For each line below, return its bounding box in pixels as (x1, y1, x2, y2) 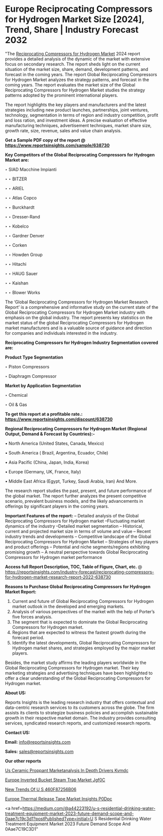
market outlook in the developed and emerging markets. (12, 603, 125, 609)
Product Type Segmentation (5, 354, 63, 360)
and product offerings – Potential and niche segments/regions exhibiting (5, 544, 150, 550)
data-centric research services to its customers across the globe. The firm (5, 705, 155, 710)
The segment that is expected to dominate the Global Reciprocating (12, 619, 148, 625)
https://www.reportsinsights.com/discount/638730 (5, 416, 113, 422)
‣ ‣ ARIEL (5, 185, 24, 191)
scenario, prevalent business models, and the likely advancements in (5, 498, 144, 504)
